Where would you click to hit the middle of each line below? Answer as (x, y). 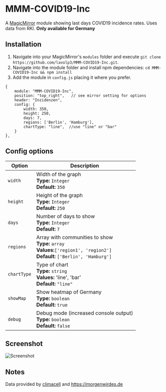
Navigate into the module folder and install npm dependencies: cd (81, 67)
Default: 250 (51, 208)
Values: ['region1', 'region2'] (74, 250)
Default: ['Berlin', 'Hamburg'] (74, 256)
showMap (17, 298)
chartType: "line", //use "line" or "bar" (70, 127)
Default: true (52, 304)
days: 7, (33, 118)
